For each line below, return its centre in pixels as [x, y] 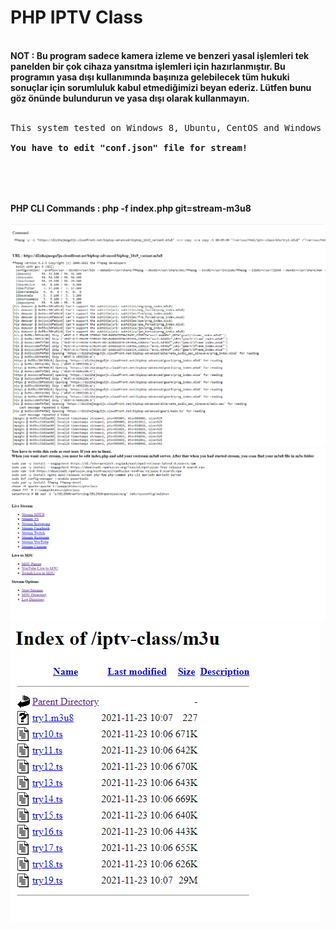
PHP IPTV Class [76, 17]
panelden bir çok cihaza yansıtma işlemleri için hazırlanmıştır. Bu [148, 66]
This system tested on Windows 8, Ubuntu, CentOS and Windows [166, 127]
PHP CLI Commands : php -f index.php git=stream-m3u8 [131, 208]
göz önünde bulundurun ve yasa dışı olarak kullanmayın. [130, 98]
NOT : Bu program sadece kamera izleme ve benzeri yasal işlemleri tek [160, 55]
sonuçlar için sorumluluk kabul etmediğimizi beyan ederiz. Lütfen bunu [161, 87]
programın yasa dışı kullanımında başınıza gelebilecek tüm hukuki [150, 77]
